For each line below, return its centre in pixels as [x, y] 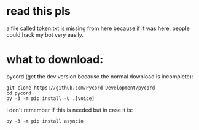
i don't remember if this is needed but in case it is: [70, 110]
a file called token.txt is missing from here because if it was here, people [98, 28]
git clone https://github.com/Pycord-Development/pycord [81, 88]
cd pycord [19, 93]
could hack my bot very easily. [45, 34]
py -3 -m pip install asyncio [45, 121]
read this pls [38, 11]
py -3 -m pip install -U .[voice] [51, 98]
